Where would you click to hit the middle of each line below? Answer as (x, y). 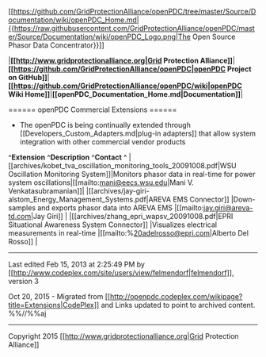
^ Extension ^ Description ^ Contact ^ (68, 157)
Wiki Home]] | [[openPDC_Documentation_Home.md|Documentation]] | (125, 94)
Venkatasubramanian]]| (46, 191)
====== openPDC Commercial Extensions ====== (93, 109)
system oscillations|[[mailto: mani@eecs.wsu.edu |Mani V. (101, 182)
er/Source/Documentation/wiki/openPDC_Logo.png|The (100, 36)
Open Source (214, 36)
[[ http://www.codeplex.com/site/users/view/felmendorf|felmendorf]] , (121, 273)
